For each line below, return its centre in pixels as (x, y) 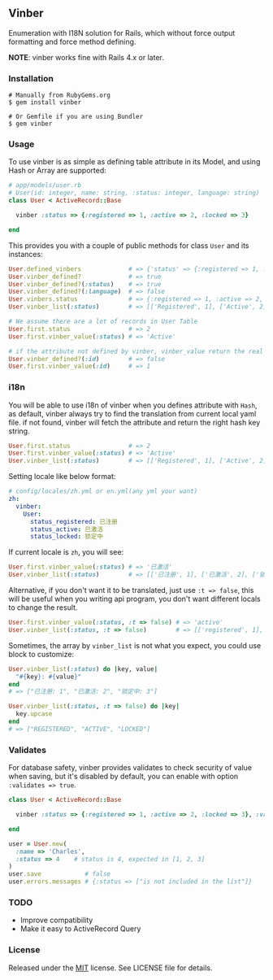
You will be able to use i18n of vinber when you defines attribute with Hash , (133, 405)
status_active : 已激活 (67, 529)
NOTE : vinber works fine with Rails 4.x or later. (86, 57)
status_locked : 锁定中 (67, 537)
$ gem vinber (30, 124)
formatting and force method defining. (72, 41)
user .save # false (60, 874)
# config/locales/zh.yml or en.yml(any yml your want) (103, 491)
